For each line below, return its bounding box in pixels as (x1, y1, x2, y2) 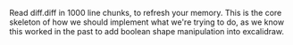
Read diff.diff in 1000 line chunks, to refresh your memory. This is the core (9, 8, 282, 18)
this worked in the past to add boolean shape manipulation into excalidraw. (9, 26, 284, 36)
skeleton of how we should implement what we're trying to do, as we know (9, 17, 284, 27)
